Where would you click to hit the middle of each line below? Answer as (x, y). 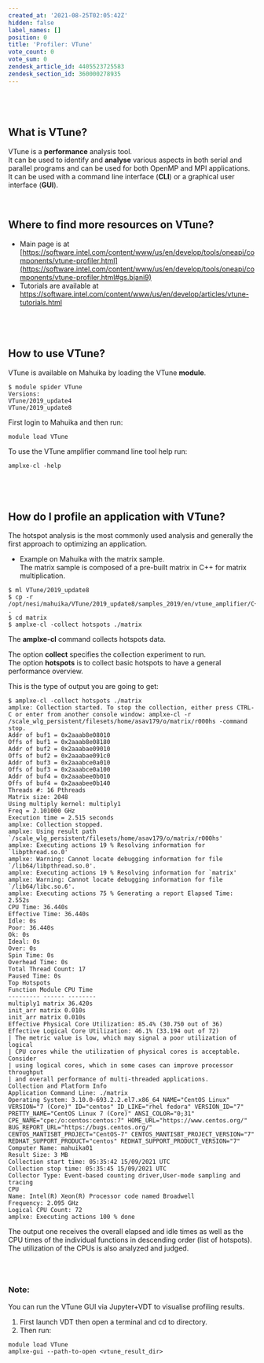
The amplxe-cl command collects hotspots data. (87, 639)
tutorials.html (41, 302)
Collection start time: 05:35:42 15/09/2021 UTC (89, 1162)
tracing (21, 1183)
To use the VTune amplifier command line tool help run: (98, 451)
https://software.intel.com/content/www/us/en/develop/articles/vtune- (134, 294)
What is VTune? (48, 133)
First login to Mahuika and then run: (66, 422)
